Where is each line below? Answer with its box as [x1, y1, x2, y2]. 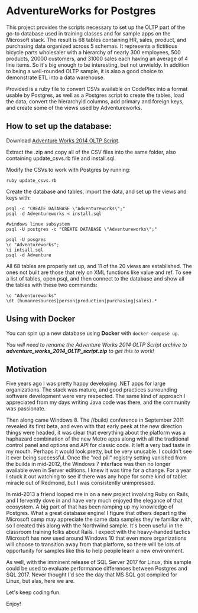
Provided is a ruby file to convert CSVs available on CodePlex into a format [6, 85, 188, 92]
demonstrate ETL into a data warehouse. [6, 74, 105, 81]
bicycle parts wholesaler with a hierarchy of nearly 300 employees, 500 [6, 48, 181, 56]
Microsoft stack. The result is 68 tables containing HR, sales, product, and [6, 36, 187, 43]
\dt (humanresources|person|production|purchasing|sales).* [6, 298, 158, 304]
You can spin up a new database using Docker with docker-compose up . [6, 330, 179, 337]
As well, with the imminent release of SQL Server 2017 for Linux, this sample [6, 559, 192, 566]
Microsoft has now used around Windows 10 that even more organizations [6, 534, 187, 542]
